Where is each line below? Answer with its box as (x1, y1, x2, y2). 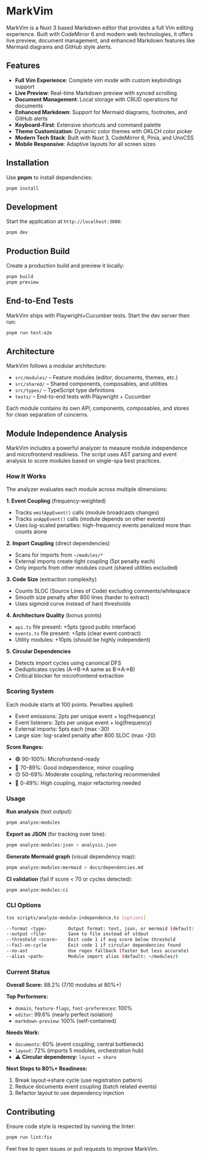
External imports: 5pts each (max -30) (14, 725, 110, 732)
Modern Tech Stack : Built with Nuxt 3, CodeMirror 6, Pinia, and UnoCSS (14, 134, 194, 141)
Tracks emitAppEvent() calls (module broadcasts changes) (14, 509, 160, 516)
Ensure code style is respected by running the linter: (6, 1123, 136, 1130)
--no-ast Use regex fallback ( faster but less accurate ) (6, 948, 189, 954)
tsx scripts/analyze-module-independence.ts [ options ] (6, 914, 146, 921)
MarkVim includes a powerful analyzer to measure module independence (6, 444, 188, 451)
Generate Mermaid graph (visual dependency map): (6, 852, 136, 860)
